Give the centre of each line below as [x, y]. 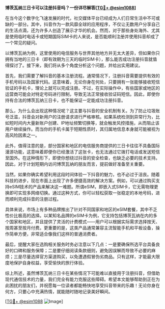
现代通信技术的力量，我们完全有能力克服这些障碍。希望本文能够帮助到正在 [80, 279]
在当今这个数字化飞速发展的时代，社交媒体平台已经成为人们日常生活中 [76, 18]
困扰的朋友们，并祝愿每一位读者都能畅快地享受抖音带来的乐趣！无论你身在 [84, 285]
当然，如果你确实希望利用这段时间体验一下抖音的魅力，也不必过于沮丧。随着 [82, 174]
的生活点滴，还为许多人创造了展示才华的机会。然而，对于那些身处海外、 [78, 30]
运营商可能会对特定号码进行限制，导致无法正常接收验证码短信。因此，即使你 [82, 94]
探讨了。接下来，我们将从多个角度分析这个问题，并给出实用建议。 [76, 65]
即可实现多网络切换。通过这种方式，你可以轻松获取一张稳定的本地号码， [82, 193]
